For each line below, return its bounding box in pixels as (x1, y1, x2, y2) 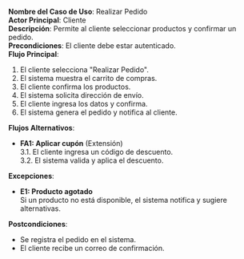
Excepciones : (8, 172, 54, 180)
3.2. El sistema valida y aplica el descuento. (19, 156, 164, 165)
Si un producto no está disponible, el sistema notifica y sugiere (19, 196, 228, 204)
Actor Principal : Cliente (8, 15, 86, 25)
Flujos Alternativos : (8, 123, 75, 132)
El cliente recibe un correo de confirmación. (19, 244, 166, 253)
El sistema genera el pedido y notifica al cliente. (19, 107, 178, 117)
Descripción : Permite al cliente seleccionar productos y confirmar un (8, 24, 237, 33)
